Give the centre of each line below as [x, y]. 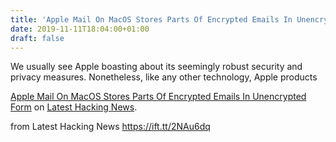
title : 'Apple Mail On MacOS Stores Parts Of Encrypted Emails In [151, 19]
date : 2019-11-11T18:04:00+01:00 [80, 29]
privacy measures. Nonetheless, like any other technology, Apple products [164, 77]
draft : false [37, 38]
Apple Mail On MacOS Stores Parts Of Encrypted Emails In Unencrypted [158, 97]
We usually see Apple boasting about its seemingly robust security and [156, 67]
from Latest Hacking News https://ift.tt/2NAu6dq [110, 127]
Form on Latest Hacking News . [74, 107]
